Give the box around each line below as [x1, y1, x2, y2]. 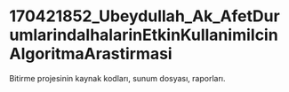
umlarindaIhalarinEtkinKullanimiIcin [9, 25, 278, 45]
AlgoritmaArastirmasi [9, 44, 173, 64]
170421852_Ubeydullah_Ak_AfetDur [9, 6, 280, 27]
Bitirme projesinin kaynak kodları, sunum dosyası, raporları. [9, 73, 226, 83]
